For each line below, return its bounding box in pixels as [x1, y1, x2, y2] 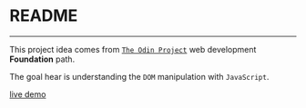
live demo [9, 88, 46, 100]
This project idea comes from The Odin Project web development [9, 44, 257, 54]
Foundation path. [9, 54, 76, 64]
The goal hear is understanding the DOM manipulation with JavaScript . [9, 71, 270, 82]
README [9, 5, 78, 26]
